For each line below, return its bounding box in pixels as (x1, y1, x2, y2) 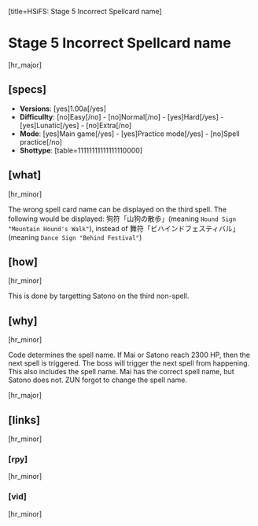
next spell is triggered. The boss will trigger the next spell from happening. (8, 359, 250, 368)
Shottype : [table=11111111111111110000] (19, 145, 143, 155)
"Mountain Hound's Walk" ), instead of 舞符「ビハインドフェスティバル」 (8, 223, 240, 233)
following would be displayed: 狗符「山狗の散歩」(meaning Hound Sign (8, 214, 237, 223)
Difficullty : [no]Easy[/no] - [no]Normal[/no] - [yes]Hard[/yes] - (19, 112, 224, 121)
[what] (8, 168, 42, 182)
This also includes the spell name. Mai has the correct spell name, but (8, 367, 234, 377)
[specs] (8, 83, 47, 97)
